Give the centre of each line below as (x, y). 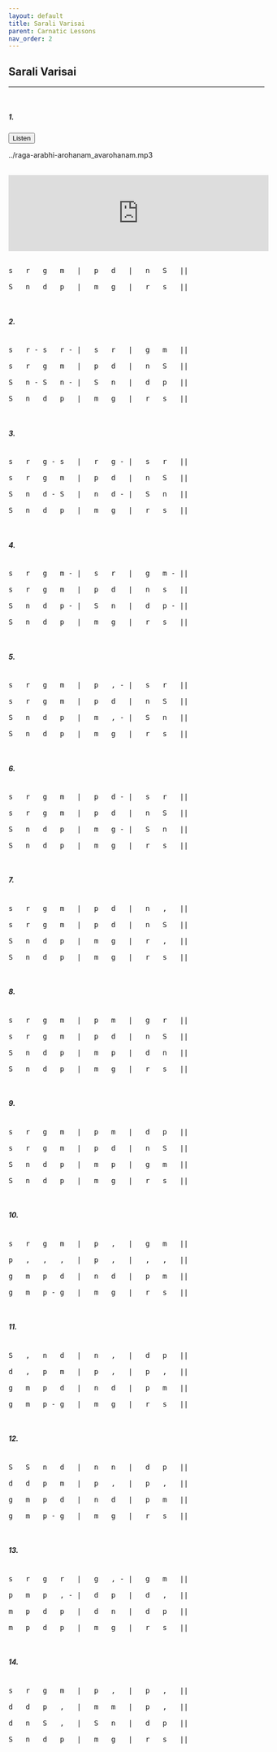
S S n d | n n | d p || (99, 1467)
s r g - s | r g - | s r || (99, 461)
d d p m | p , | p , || (99, 1483)
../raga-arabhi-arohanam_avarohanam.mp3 (80, 155)
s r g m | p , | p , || (99, 1690)
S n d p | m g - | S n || (99, 829)
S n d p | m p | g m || (99, 1164)
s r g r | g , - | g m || (99, 1579)
